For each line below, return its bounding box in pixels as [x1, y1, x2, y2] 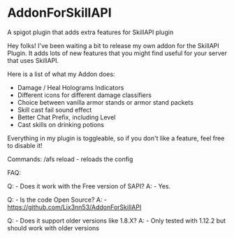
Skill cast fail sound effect [17, 105, 92, 114]
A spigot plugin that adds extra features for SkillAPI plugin [7, 28, 174, 36]
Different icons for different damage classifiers [17, 91, 152, 99]
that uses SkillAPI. [7, 56, 59, 64]
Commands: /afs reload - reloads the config [7, 155, 133, 163]
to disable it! [7, 141, 43, 149]
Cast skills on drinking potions [17, 120, 105, 128]
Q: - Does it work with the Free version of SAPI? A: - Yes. [7, 181, 171, 190]
